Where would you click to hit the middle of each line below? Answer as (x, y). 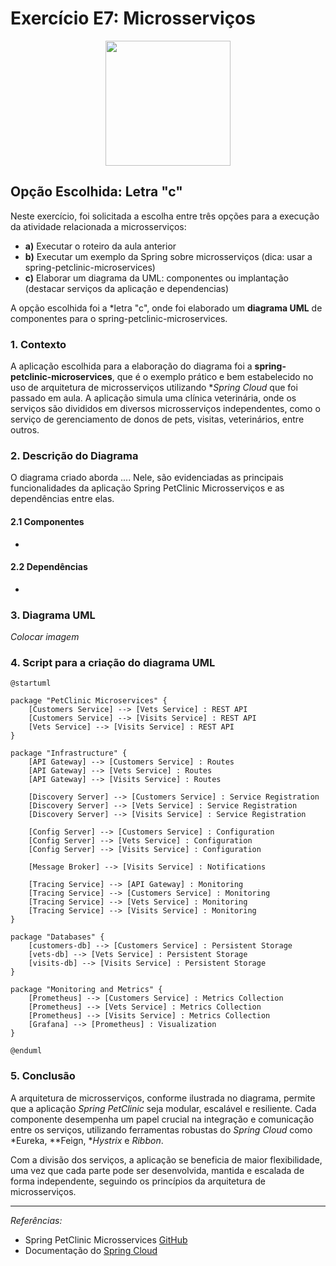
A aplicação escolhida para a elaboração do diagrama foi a (131, 366)
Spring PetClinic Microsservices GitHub (106, 1239)
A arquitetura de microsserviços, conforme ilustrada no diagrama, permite (163, 1098)
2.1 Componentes (47, 521)
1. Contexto (38, 344)
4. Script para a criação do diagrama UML (113, 662)
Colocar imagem (45, 637)
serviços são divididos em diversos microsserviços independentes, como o (165, 409)
